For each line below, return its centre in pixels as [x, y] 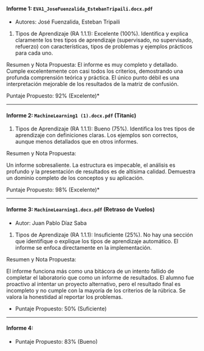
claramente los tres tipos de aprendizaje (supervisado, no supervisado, [104, 40]
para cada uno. [34, 53]
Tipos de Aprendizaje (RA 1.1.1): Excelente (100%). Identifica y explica [101, 34]
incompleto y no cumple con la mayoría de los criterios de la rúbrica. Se [96, 290]
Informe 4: [20, 328]
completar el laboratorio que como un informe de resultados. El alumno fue [100, 277]
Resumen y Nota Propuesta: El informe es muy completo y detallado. [92, 65]
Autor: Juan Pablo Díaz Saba [51, 223]
